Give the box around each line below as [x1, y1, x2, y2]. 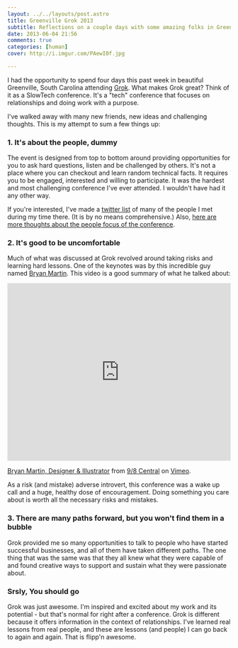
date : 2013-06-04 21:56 [7, 30, 78, 38]
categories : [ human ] [7, 43, 69, 50]
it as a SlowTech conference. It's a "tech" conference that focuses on [7, 90, 210, 99]
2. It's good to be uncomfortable [7, 238, 120, 248]
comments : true [7, 37, 52, 44]
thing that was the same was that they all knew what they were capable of [7, 553, 224, 562]
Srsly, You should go [7, 586, 80, 596]
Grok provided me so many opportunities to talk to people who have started [7, 538, 228, 547]
